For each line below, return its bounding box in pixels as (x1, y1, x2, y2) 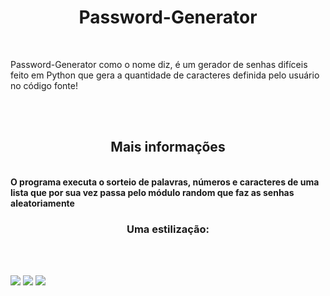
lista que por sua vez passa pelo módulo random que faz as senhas (10, 186, 295, 198)
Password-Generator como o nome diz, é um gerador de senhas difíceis (10, 58, 308, 70)
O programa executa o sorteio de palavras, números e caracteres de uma (10, 176, 320, 188)
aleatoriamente (10, 197, 75, 209)
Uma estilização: (126, 222, 210, 236)
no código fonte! (10, 79, 78, 91)
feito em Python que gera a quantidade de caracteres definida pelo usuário (10, 69, 320, 81)
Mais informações (110, 139, 226, 156)
